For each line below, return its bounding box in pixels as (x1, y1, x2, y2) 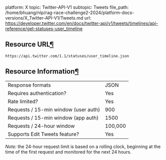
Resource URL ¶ (5, 40, 54, 49)
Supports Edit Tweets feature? (8, 130, 79, 137)
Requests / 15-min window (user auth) (8, 106, 101, 113)
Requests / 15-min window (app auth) (8, 114, 99, 121)
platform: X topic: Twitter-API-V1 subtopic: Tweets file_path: (5, 5, 129, 10)
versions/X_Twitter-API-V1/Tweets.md (5, 15, 84, 21)
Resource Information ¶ (5, 67, 79, 76)
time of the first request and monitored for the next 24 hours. (5, 148, 132, 155)
